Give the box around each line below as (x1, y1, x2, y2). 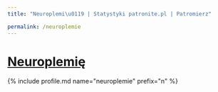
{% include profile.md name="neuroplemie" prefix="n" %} (7, 77, 179, 86)
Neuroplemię (7, 54, 86, 69)
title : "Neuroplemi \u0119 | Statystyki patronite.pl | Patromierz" (7, 10, 212, 18)
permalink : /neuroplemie (7, 23, 81, 30)
